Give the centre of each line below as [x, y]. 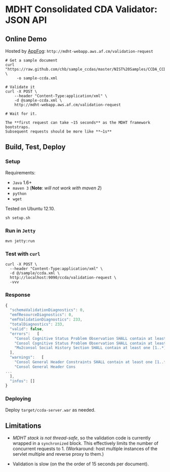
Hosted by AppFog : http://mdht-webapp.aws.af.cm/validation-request [79, 51]
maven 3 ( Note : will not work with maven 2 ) [57, 188]
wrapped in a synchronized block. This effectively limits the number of [85, 444]
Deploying [18, 399]
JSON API [26, 20]
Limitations [23, 426]
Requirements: [20, 172]
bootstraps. [18, 127]
